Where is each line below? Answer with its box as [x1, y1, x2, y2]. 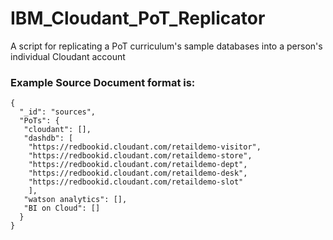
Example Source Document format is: [10, 75, 196, 89]
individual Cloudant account [10, 50, 126, 62]
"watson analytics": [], [23, 195, 128, 205]
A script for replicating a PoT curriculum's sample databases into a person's [10, 40, 323, 52]
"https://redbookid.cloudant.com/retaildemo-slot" [28, 177, 244, 187]
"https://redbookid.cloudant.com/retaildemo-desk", [28, 168, 248, 179]
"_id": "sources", [19, 107, 97, 117]
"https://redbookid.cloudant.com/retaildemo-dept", [28, 160, 248, 170]
